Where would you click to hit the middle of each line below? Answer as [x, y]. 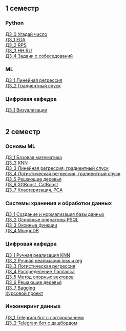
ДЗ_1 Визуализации [26, 110]
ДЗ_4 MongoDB [22, 231]
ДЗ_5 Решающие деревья [34, 179]
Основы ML [20, 146]
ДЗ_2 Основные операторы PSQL [42, 220]
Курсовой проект [24, 293]
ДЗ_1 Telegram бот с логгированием [45, 317]
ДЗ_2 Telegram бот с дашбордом [41, 323]
